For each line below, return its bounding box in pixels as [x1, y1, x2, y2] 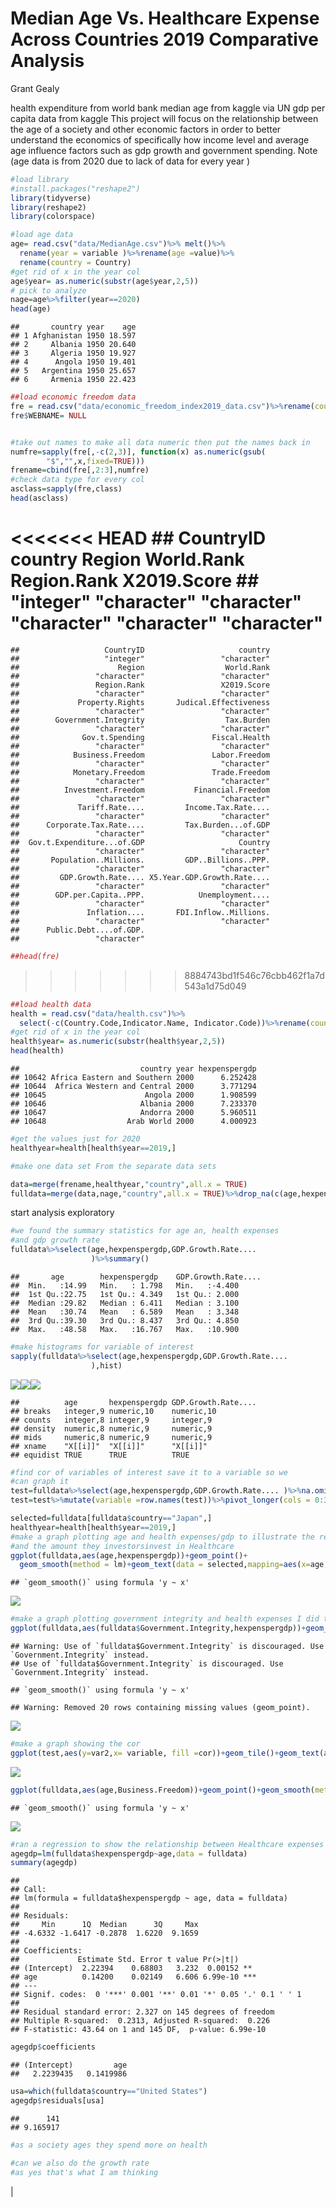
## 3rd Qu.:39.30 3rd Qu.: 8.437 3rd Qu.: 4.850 [10, 1315, 240, 1326]
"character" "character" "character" [10, 612, 324, 635]
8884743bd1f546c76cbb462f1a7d [184, 969, 325, 981]
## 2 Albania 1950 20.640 [10, 340, 137, 350]
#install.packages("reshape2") [10, 183, 141, 194]
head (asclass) [10, 493, 70, 504]
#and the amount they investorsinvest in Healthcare [10, 1541, 235, 1551]
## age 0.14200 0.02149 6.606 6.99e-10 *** [10, 1972, 257, 1982]
